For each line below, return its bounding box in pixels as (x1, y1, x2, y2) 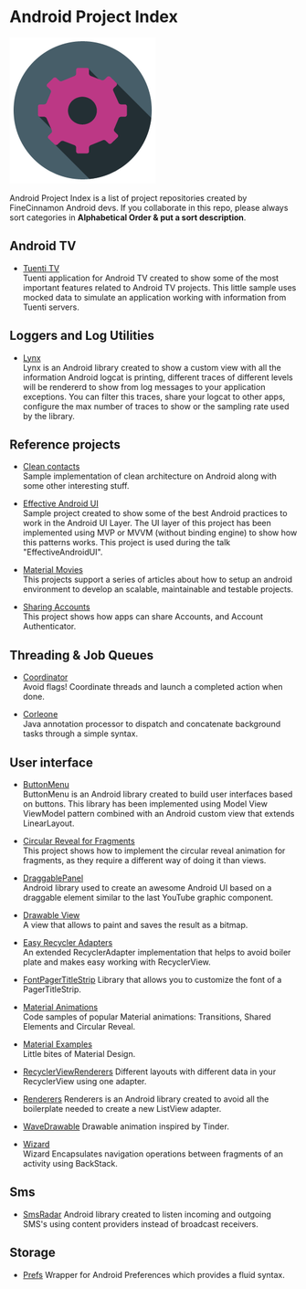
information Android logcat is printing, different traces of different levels (22, 372, 294, 383)
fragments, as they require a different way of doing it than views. (22, 855, 267, 865)
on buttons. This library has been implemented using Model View (22, 798, 268, 809)
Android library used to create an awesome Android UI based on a (22, 882, 272, 893)
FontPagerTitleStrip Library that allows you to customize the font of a (22, 975, 282, 985)
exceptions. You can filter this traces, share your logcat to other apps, (22, 391, 286, 402)
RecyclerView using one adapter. (22, 1076, 147, 1086)
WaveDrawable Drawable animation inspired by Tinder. (22, 1121, 230, 1132)
